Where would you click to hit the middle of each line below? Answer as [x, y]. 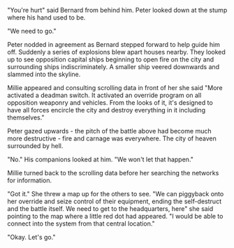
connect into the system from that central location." [81, 224]
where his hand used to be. [46, 17]
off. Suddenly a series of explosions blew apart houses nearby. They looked [116, 52]
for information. [30, 180]
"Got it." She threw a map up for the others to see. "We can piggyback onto [116, 194]
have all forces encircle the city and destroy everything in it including [107, 110]
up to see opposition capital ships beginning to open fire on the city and [111, 59]
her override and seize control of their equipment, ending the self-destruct [115, 201]
